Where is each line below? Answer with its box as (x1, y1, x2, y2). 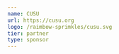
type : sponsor (7, 36, 50, 43)
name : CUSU (7, 10, 40, 18)
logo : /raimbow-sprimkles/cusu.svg (7, 23, 113, 30)
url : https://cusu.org (7, 17, 74, 24)
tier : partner (7, 29, 50, 37)
